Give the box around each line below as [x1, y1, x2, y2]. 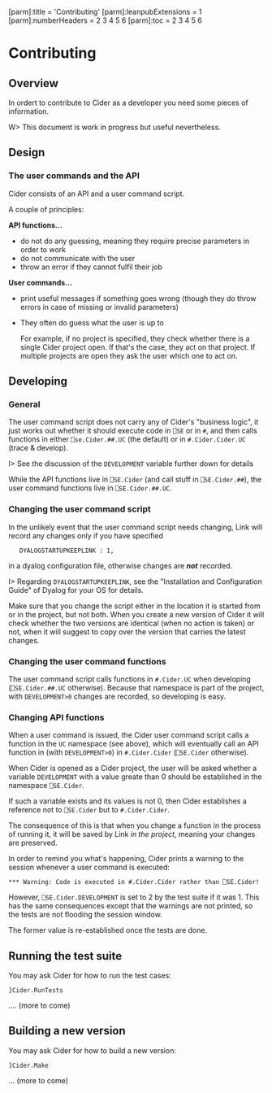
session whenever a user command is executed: [8, 862, 171, 873]
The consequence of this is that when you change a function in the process [8, 821, 261, 830]
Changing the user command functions [8, 655, 166, 667]
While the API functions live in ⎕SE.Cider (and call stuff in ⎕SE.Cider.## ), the [8, 475, 262, 485]
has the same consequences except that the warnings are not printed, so [8, 901, 253, 911]
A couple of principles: [8, 204, 84, 214]
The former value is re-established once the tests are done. [8, 925, 208, 935]
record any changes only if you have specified [8, 530, 164, 540]
